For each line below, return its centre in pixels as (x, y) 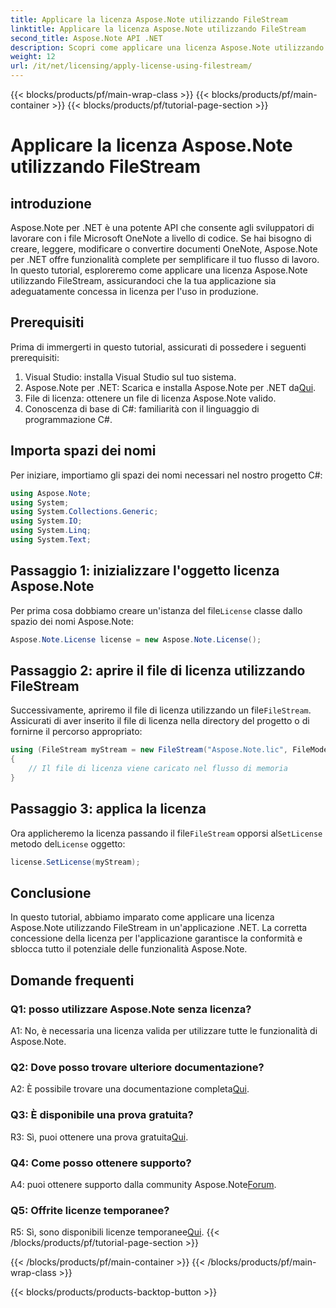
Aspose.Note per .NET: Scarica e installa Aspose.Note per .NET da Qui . (170, 387)
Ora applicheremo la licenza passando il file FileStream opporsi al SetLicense (166, 833)
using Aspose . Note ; (51, 493)
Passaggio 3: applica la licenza (108, 809)
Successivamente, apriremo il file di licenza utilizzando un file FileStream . (161, 710)
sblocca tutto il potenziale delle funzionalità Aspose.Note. (129, 949)
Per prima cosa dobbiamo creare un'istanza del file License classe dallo (156, 610)
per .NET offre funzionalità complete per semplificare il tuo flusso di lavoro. (165, 259)
